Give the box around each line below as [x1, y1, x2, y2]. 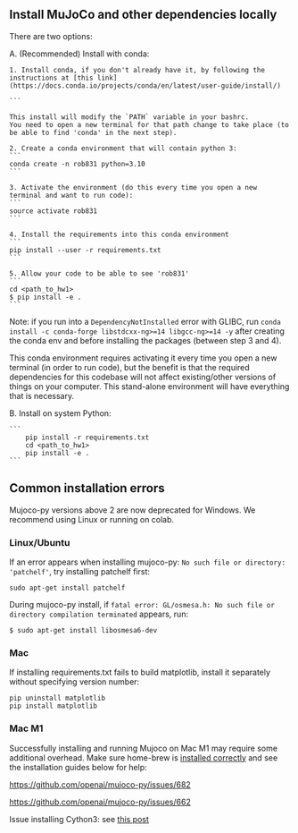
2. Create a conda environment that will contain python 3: [9, 143, 238, 153]
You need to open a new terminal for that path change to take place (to [9, 120, 290, 129]
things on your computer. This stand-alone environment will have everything [9, 380, 290, 392]
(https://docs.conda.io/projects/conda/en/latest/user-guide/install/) [9, 81, 281, 90]
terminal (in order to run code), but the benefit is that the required [9, 361, 250, 372]
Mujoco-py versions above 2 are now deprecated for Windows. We [9, 505, 256, 515]
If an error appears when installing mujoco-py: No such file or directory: [9, 557, 286, 567]
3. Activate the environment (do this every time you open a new [9, 183, 257, 191]
